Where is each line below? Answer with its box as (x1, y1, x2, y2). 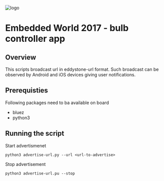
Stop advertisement (5, 161, 46, 167)
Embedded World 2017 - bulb (5, 23, 129, 34)
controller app (5, 33, 65, 45)
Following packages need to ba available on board (5, 100, 109, 106)
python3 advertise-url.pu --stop (5, 171, 75, 176)
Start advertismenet (5, 142, 47, 148)
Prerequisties (5, 86, 49, 95)
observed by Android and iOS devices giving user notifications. (5, 72, 136, 77)
